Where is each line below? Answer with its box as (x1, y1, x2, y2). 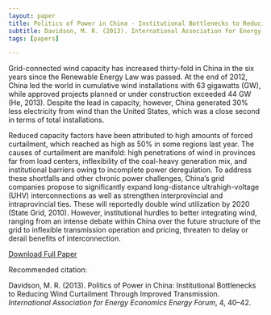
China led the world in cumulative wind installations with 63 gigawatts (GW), (8, 81, 261, 90)
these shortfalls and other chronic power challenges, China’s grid (8, 174, 225, 183)
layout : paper (8, 11, 56, 20)
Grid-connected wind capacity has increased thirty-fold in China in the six (8, 64, 255, 73)
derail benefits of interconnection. (8, 233, 121, 243)
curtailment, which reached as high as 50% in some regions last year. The (8, 139, 255, 149)
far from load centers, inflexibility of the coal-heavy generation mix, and (8, 157, 248, 166)
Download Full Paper (8, 250, 77, 259)
